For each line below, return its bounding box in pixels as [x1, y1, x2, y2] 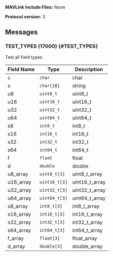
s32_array [7, 218, 31, 225]
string [72, 82, 86, 89]
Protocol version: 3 [5, 14, 45, 19]
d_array [7, 243, 26, 250]
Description [75, 66, 103, 73]
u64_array [7, 195, 32, 202]
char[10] [39, 83, 60, 88]
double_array [72, 243, 103, 250]
